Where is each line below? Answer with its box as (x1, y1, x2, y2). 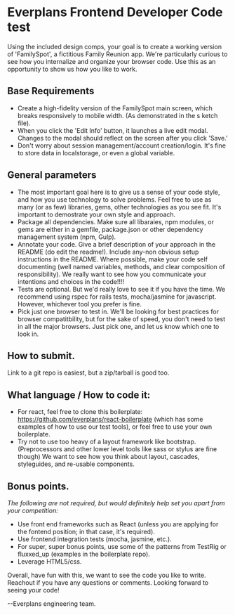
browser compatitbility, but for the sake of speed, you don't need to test (17, 314, 226, 323)
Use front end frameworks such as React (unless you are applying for (17, 520, 219, 528)
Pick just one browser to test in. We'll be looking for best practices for (17, 307, 220, 316)
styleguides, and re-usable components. (17, 460, 135, 468)
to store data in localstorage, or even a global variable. (17, 148, 175, 157)
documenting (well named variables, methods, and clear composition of (17, 262, 226, 271)
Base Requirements (7, 85, 95, 97)
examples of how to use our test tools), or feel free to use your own (17, 422, 213, 431)
